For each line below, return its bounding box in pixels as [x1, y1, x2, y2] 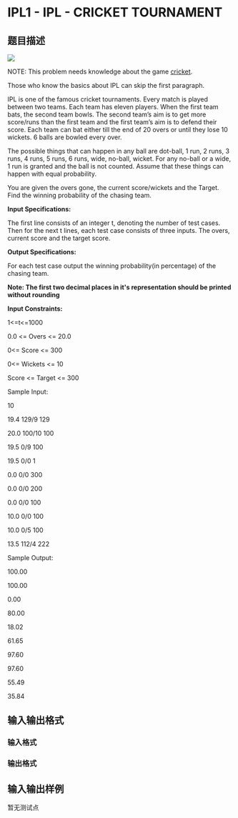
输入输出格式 [7, 714, 64, 727]
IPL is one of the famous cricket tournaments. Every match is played [7, 95, 209, 104]
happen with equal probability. [7, 169, 96, 178]
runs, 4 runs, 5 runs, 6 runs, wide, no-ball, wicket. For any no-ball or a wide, [7, 154, 231, 163]
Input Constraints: [7, 304, 63, 313]
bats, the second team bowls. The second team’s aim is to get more [7, 110, 207, 119]
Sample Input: [7, 387, 49, 396]
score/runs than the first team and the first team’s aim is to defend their [7, 118, 217, 126]
